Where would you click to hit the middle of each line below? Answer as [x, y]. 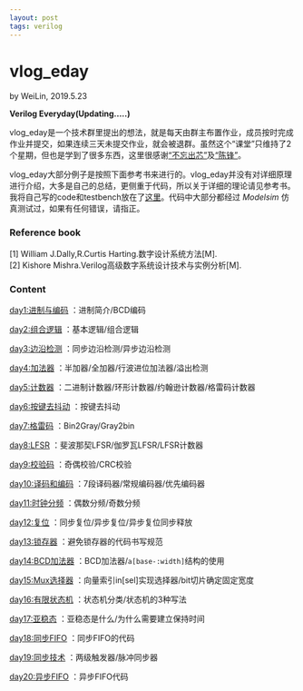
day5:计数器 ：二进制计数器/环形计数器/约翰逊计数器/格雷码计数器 [132, 388]
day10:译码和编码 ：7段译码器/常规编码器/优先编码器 [108, 484]
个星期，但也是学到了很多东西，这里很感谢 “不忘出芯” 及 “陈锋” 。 [128, 155]
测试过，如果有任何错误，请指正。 [81, 209]
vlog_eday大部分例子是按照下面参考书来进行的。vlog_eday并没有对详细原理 [151, 174]
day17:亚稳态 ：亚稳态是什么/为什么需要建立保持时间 [108, 619]
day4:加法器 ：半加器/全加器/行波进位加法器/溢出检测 [109, 368]
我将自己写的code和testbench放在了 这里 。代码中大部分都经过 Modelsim [144, 197]
